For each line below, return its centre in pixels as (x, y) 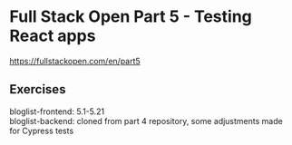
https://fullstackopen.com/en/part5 (75, 61)
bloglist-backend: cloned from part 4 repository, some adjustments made (146, 121)
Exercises (38, 89)
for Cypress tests (42, 130)
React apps (53, 36)
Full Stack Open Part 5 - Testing (131, 17)
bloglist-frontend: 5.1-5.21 (57, 111)
